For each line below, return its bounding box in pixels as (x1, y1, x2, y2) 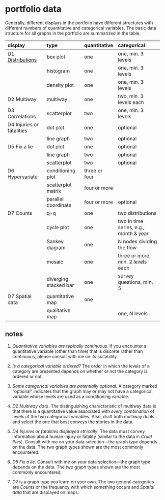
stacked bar (46, 282, 74, 289)
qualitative (46, 307, 71, 314)
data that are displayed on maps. (12, 489, 80, 495)
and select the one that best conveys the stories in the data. (12, 419, 134, 425)
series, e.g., (117, 224, 145, 231)
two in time (117, 218, 143, 225)
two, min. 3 (117, 93, 144, 100)
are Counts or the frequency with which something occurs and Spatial (12, 484, 155, 490)
